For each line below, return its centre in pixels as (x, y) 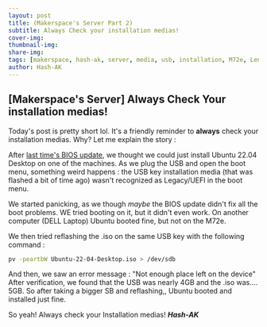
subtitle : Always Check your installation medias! (94, 30)
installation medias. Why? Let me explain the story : (92, 139)
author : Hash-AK (35, 67)
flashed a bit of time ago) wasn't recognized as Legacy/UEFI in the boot (126, 180)
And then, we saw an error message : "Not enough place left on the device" (132, 274)
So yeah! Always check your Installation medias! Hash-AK (104, 315)
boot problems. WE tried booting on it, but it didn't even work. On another (128, 212)
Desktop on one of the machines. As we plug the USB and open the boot (127, 163)
